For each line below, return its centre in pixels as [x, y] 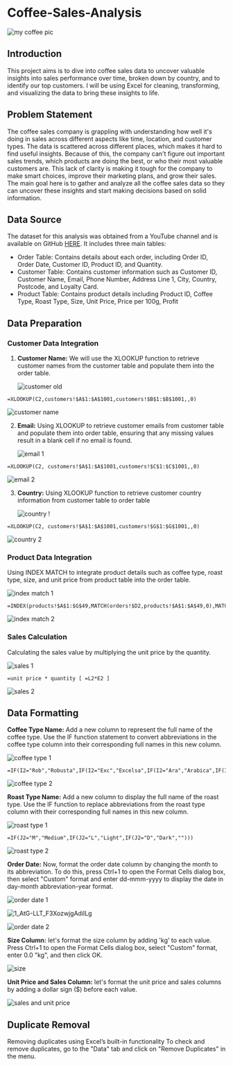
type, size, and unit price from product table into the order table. [99, 580]
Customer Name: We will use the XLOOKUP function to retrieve [108, 359]
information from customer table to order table [84, 500]
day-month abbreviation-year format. [60, 887]
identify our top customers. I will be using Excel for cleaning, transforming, [114, 85]
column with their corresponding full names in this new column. [98, 812]
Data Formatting [43, 713]
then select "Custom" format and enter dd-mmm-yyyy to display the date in [115, 879]
